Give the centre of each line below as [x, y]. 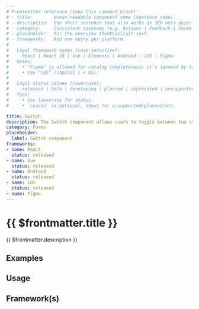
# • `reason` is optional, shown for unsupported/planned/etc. [91, 105]
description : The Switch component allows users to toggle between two [96, 122]
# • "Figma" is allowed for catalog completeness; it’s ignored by [96, 67]
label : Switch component [42, 138]
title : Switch [24, 116]
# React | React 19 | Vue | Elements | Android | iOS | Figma [90, 56]
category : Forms [26, 127]
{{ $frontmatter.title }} [62, 223]
